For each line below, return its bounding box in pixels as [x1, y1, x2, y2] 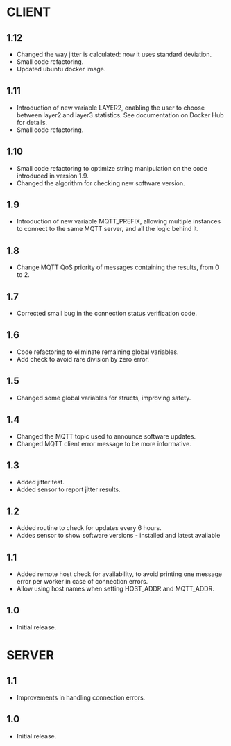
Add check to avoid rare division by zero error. [16, 355, 150, 363]
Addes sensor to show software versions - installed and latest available [16, 532, 221, 540]
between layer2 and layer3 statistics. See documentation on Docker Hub [16, 110, 224, 119]
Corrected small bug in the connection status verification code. [16, 310, 197, 318]
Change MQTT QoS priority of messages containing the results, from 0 [16, 263, 219, 271]
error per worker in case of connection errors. [16, 577, 148, 585]
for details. [16, 118, 48, 126]
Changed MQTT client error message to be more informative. [16, 439, 191, 448]
